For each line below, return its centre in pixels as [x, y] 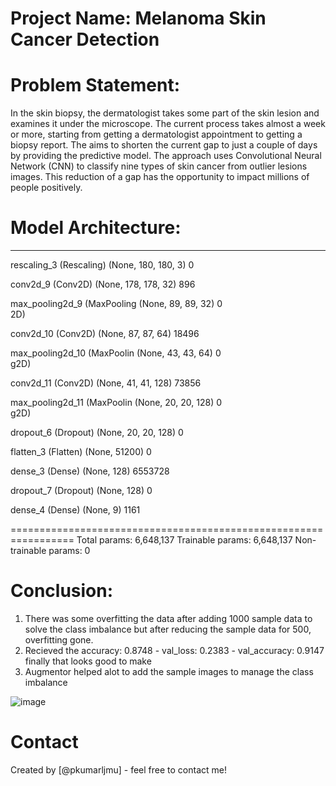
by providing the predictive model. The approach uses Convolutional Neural [166, 156]
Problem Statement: [95, 85]
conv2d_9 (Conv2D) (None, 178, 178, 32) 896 [103, 284]
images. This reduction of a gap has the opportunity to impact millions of [160, 177]
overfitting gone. [59, 640]
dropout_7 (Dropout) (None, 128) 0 [81, 491]
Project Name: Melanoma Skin [138, 18]
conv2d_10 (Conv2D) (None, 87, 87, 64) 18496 [105, 334]
